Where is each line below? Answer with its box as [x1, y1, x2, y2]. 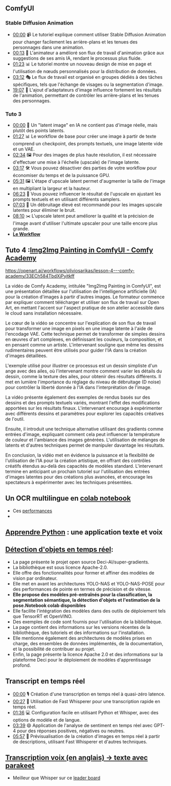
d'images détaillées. [5, 353, 47, 359]
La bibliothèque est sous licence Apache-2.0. [12, 564, 108, 570]
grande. [12, 225, 30, 232]
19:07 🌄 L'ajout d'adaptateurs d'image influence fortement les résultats [12, 86, 162, 93]
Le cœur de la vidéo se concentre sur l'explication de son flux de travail [5, 320, 156, 326]
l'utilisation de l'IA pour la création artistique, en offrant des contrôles [5, 457, 151, 464]
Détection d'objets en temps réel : [5, 545, 114, 554]
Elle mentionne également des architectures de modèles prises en [12, 635, 152, 641]
